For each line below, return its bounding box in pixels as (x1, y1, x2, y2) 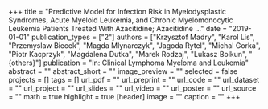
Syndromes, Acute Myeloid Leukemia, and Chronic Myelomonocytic (8, 15, 233, 25)
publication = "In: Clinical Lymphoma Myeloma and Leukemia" (43, 58, 249, 67)
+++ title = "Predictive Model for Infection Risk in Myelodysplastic (8, 7, 227, 16)
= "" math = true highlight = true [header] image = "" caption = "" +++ (8, 92, 241, 101)
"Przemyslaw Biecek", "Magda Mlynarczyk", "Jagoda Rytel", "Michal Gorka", (8, 41, 262, 50)
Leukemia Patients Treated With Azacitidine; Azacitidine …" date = (8, 24, 228, 33)
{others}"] (8, 58, 42, 67)
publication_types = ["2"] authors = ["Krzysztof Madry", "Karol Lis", (31, 32, 255, 42)
